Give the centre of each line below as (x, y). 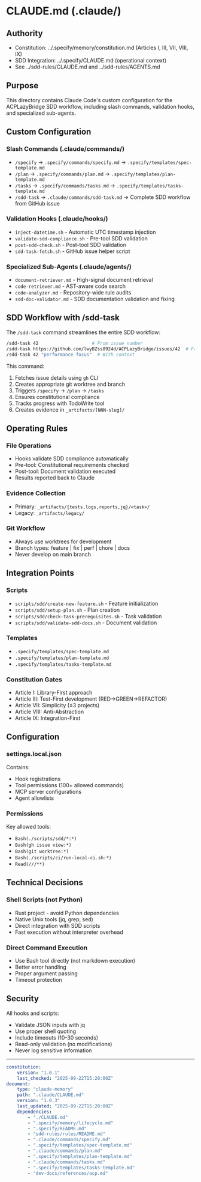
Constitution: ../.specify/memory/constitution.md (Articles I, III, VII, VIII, (101, 47)
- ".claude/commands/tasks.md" (67, 1162)
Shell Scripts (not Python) (44, 900)
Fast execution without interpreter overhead (69, 932)
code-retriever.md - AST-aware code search (70, 286)
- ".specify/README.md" (57, 1129)
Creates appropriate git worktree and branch (70, 384)
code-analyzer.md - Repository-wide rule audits (73, 293)
